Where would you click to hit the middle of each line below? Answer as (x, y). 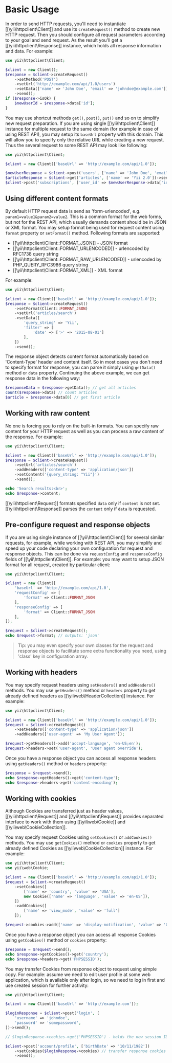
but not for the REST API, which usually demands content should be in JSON (86, 222)
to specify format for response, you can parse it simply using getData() (81, 367)
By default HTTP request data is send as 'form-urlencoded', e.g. (73, 211)
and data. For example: (29, 51)
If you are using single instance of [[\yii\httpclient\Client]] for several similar (85, 537)
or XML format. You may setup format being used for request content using (85, 227)
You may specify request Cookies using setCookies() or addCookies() (79, 837)
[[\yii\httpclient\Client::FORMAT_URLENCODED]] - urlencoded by (81, 248)
